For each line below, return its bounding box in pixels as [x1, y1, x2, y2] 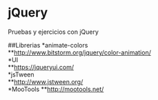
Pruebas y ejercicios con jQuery [8, 28, 99, 36]
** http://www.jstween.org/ [8, 77, 83, 86]
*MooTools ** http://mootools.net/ [8, 85, 104, 93]
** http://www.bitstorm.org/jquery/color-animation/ [8, 48, 151, 57]
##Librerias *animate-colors [8, 41, 88, 49]
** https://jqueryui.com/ [8, 63, 75, 71]
